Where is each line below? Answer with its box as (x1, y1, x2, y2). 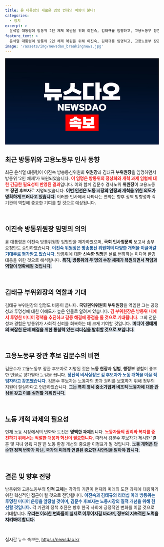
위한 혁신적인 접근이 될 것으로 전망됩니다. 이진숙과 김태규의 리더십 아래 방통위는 (5, 492, 155, 498)
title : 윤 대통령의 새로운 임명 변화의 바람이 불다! (5, 8, 96, 13)
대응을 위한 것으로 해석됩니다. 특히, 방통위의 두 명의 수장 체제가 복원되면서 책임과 (5, 257, 158, 263)
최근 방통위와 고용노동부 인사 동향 (5, 155, 100, 163)
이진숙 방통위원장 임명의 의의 (5, 225, 87, 233)
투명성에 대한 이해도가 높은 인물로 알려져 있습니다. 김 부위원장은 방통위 (14, 308, 148, 314)
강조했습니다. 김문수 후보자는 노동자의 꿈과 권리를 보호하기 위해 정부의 (21, 378, 155, 384)
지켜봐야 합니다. (5, 517, 36, 523)
